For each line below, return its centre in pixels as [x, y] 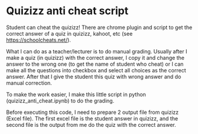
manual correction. [29, 83]
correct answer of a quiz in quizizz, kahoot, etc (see [69, 33]
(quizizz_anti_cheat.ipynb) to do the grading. [60, 100]
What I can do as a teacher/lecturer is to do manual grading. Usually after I [97, 51]
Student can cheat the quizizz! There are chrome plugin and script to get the [99, 27]
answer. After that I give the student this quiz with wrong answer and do [94, 76]
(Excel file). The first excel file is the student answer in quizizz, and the [92, 118]
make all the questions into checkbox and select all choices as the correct [96, 70]
